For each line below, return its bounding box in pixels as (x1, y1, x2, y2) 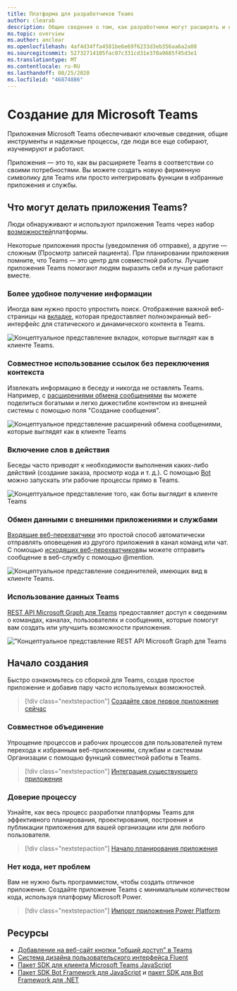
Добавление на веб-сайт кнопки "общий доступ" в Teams (17, 946, 193, 954)
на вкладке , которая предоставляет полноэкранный (38, 312, 196, 321)
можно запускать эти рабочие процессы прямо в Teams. (7, 476, 180, 484)
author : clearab (7, 17, 55, 24)
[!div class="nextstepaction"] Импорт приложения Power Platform (24, 906, 221, 915)
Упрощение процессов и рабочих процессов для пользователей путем (7, 738, 222, 747)
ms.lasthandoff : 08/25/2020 (7, 69, 90, 76)
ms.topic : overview (7, 30, 65, 37)
